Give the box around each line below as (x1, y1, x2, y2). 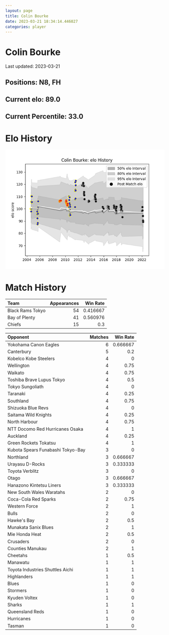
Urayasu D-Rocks (7, 461, 45, 467)
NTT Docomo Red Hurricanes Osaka (7, 426, 83, 432)
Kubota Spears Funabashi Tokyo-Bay (7, 447, 86, 453)
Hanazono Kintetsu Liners (7, 482, 61, 488)
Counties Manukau (7, 545, 47, 551)
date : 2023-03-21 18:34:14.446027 (5, 19, 78, 24)
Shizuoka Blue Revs (7, 404, 49, 411)
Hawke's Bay (7, 517, 35, 523)
